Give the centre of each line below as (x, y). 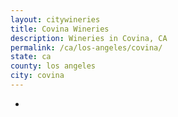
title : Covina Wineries (60, 29)
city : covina (37, 76)
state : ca (31, 57)
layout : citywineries (55, 19)
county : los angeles (53, 66)
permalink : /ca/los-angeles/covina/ (86, 47)
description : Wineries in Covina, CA (89, 38)
